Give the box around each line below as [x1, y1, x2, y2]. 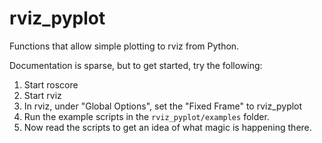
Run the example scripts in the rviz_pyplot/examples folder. [23, 110, 270, 122]
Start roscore [23, 78, 79, 91]
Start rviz [23, 89, 62, 101]
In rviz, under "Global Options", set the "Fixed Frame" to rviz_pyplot [23, 100, 303, 112]
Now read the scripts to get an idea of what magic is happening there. [23, 121, 312, 133]
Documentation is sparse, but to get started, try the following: [9, 59, 263, 71]
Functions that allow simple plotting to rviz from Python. [9, 40, 240, 52]
